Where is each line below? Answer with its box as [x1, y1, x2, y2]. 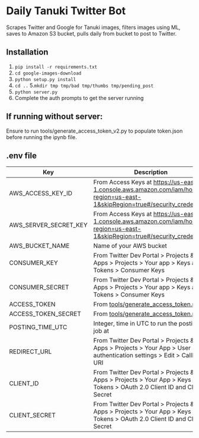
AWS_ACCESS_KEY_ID [9, 189, 73, 198]
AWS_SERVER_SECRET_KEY [9, 221, 88, 229]
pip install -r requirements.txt [14, 64, 98, 70]
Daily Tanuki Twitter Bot [6, 4, 126, 18]
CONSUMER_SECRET [9, 283, 69, 291]
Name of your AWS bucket [93, 241, 167, 250]
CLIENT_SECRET [9, 411, 56, 420]
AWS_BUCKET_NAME [9, 241, 70, 250]
